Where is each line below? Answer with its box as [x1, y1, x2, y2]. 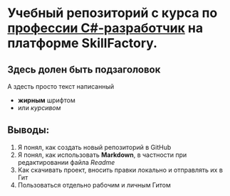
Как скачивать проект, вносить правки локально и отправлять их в [17, 165, 223, 174]
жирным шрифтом [17, 96, 76, 104]
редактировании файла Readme [17, 158, 115, 166]
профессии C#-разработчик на [7, 20, 204, 36]
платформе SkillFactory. [7, 36, 158, 51]
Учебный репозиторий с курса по [7, 5, 218, 21]
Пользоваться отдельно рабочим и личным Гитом [17, 180, 171, 189]
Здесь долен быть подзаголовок [7, 63, 161, 75]
